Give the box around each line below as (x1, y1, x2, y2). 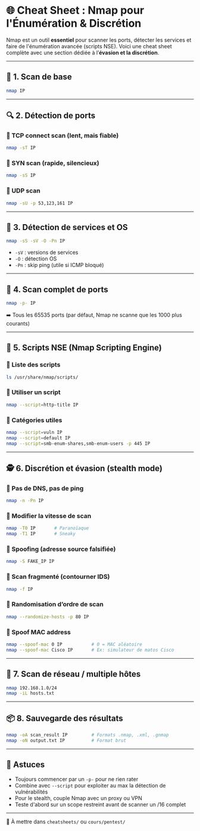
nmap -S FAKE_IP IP (6, 559, 55, 565)
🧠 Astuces (6, 759, 45, 770)
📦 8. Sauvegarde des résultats (6, 713, 123, 723)
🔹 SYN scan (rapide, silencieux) (6, 159, 99, 168)
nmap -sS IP (6, 172, 36, 179)
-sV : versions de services (14, 249, 79, 256)
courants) (6, 320, 30, 327)
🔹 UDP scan (6, 187, 40, 195)
